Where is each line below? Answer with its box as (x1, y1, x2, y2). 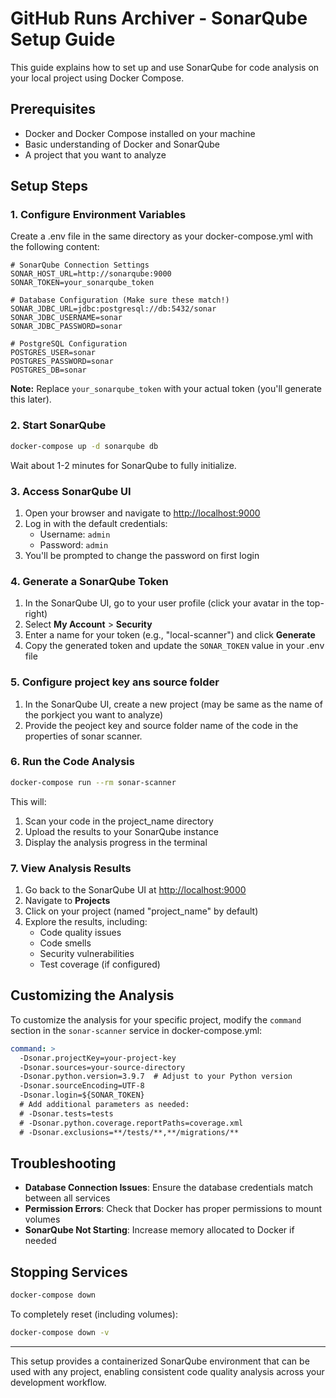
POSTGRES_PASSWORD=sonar (10, 357, 114, 367)
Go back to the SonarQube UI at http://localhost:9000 (24, 883, 247, 896)
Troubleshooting (10, 1155, 117, 1172)
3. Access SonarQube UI (10, 484, 132, 498)
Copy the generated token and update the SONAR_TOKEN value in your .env (24, 640, 325, 652)
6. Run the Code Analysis (10, 755, 135, 769)
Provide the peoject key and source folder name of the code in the (24, 719, 299, 731)
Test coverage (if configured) (39, 958, 161, 970)
